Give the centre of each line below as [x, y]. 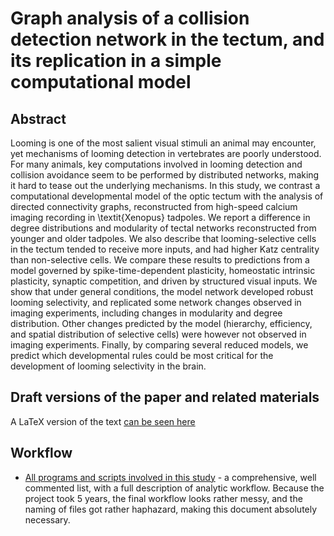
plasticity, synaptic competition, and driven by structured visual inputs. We [164, 281]
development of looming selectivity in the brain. [108, 366]
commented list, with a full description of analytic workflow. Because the [174, 488]
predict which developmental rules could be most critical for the [142, 355]
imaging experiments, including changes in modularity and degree [146, 313]
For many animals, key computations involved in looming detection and [156, 164]
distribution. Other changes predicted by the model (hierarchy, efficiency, [161, 323]
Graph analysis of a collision [130, 18]
